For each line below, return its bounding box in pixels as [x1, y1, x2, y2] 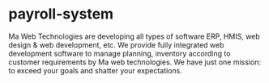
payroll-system [8, 5, 114, 23]
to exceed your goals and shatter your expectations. [8, 65, 182, 75]
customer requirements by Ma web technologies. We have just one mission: [8, 57, 262, 67]
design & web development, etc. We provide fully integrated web [8, 39, 224, 49]
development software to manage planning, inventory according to [8, 48, 231, 58]
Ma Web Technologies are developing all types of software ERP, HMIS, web [8, 31, 261, 41]
